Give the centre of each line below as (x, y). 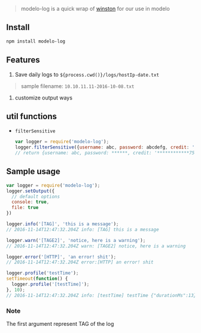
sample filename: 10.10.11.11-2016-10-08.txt (77, 86)
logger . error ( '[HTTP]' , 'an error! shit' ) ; (61, 257)
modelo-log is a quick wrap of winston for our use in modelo (95, 9)
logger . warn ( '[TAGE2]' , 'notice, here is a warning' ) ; (76, 240)
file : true (25, 208)
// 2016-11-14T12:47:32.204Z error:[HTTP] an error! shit (80, 262)
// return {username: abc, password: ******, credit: (83, 153)
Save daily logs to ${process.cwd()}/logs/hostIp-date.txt (87, 74)
